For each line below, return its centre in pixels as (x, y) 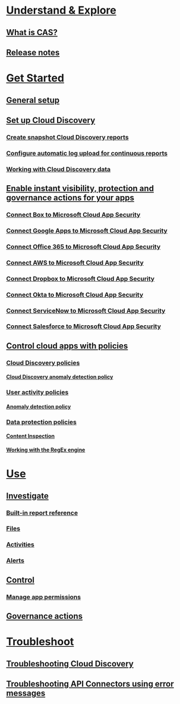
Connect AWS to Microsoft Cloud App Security (75, 263)
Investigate (27, 496)
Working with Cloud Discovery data (59, 169)
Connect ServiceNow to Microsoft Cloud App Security (86, 310)
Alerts (15, 560)
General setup (33, 100)
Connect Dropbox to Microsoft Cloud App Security (80, 279)
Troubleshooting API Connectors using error (90, 683)
